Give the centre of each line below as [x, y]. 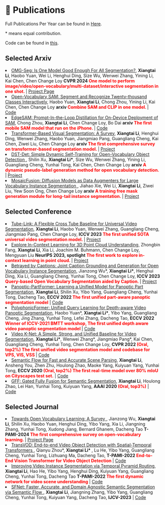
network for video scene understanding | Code [54, 482]
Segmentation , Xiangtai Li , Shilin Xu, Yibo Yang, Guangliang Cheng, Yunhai [81, 292]
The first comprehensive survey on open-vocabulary [86, 434]
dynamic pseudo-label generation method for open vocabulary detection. [82, 170]
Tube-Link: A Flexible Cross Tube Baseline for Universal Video [74, 224]
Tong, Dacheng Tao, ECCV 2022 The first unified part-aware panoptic [78, 297]
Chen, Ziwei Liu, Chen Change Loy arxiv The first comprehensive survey [80, 144]
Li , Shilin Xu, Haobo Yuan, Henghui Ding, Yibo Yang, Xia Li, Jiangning [75, 424]
